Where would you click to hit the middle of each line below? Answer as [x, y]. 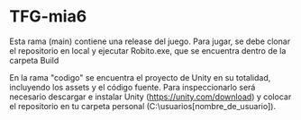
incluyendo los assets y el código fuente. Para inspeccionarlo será [132, 87]
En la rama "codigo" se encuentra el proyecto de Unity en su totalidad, [140, 77]
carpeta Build [34, 60]
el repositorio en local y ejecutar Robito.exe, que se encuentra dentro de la [148, 50]
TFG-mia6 [48, 17]
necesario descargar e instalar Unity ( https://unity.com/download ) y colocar [150, 97]
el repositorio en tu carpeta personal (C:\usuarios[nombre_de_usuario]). [143, 106]
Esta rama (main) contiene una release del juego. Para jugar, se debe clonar [150, 41]
